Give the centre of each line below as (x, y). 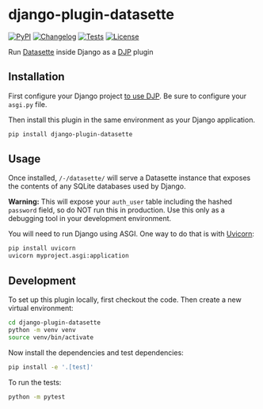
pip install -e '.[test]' (51, 367)
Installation (36, 77)
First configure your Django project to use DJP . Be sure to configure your (128, 96)
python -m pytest (37, 397)
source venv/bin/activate (51, 337)
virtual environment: (41, 308)
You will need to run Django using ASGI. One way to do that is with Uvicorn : (131, 234)
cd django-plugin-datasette (55, 323)
